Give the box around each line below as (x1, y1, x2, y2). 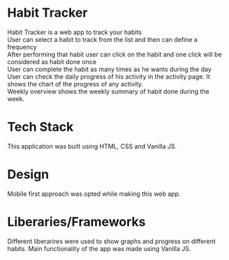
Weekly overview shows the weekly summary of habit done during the (7, 87, 209, 95)
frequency (7, 43, 37, 51)
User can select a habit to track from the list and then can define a (7, 35, 198, 43)
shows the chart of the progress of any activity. (7, 79, 144, 88)
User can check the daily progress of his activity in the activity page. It (7, 72, 211, 81)
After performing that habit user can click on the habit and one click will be (7, 50, 222, 59)
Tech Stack (7, 119, 74, 135)
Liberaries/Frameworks (7, 214, 146, 229)
